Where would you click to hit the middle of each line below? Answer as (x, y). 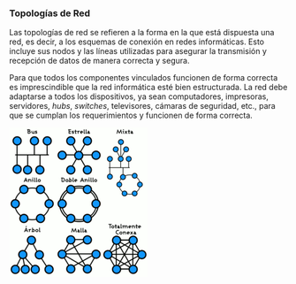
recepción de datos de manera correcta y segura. (99, 61)
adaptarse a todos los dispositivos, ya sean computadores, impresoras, (139, 96)
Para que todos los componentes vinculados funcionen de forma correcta (144, 78)
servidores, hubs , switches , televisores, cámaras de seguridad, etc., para (142, 106)
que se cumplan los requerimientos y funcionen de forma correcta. (131, 115)
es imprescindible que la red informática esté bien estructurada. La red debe (148, 88)
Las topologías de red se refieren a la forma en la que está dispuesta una (142, 33)
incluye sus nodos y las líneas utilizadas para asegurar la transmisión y (138, 51)
